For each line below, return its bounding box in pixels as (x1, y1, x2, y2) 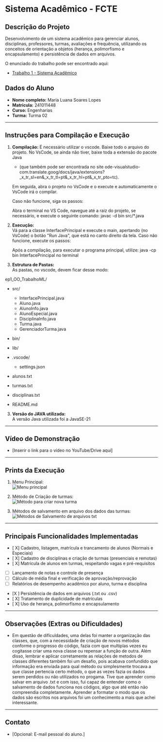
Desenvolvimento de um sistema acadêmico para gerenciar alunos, (5, 35, 140, 41)
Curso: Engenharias (12, 107, 52, 113)
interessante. (12, 700, 38, 706)
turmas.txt (12, 383, 33, 389)
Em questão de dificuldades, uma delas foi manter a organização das (12, 633, 150, 638)
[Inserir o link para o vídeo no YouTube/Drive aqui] (12, 447, 113, 453)
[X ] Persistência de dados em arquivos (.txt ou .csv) (12, 591, 117, 597)
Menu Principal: (12, 479, 44, 485)
